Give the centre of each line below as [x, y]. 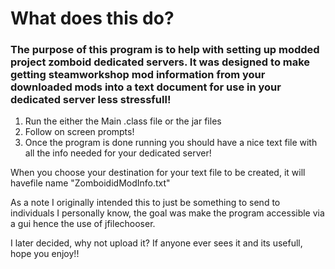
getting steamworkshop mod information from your [138, 75]
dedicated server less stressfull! [91, 100]
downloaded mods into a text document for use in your [146, 87]
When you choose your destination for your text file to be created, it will [158, 173]
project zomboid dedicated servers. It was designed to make [160, 62]
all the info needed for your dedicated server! [118, 153]
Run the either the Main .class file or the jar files [123, 121]
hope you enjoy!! [45, 254]
